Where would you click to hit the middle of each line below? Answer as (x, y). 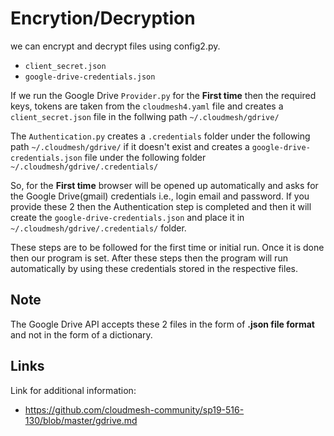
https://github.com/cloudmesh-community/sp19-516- (134, 409)
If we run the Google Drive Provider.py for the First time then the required (163, 95)
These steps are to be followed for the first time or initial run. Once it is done (167, 247)
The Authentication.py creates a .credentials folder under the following (160, 136)
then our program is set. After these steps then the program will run (149, 258)
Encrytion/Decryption (103, 18)
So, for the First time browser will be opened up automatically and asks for (164, 185)
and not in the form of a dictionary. (81, 334)
